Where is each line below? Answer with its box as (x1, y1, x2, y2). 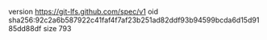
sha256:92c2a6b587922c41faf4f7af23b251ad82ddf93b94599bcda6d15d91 (8, 15, 260, 25)
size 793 (43, 24, 72, 33)
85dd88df (8, 24, 42, 33)
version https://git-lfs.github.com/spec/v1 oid (8, 7, 159, 16)
